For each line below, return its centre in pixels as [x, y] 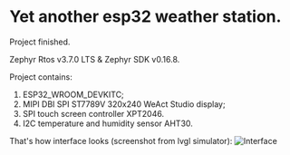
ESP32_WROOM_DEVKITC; [73, 94]
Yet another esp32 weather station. [145, 17]
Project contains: [41, 77]
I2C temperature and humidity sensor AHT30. [107, 123]
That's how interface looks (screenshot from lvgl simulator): [121, 140]
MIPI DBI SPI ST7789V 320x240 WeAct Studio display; [124, 104]
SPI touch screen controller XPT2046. [93, 113]
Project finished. [40, 42]
